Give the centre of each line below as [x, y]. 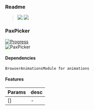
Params [17, 92]
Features [14, 79]
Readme [15, 7]
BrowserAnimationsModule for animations [47, 68]
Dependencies [21, 58]
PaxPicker [18, 31]
